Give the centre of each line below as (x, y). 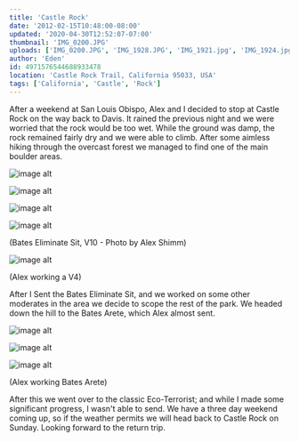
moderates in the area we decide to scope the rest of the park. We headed (146, 303)
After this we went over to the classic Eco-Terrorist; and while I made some (147, 399)
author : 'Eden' (37, 59)
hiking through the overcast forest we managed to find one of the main (139, 147)
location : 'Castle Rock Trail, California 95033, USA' (113, 76)
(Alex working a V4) (45, 277)
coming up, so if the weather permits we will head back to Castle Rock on (144, 418)
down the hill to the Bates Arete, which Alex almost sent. (112, 313)
